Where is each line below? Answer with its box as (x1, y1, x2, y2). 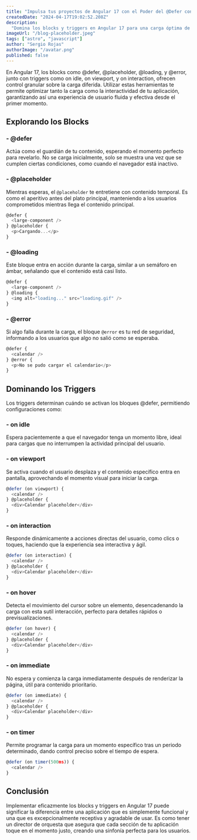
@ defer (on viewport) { (6, 486, 64, 492)
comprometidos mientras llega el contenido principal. (6, 201, 135, 208)
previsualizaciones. (6, 614, 53, 621)
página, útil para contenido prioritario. (6, 681, 98, 688)
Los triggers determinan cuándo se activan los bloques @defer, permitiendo (6, 399, 190, 406)
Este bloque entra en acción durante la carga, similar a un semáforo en (6, 261, 177, 268)
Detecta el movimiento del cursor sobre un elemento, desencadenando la (6, 602, 184, 609)
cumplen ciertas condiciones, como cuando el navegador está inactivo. (6, 160, 179, 168)
